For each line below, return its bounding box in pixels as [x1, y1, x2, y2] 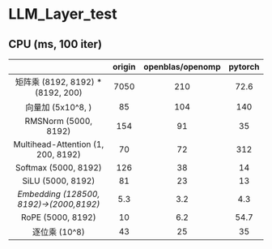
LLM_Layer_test [8, 5, 117, 24]
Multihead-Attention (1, [13, 139, 104, 150]
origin [112, 62, 136, 72]
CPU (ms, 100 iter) [8, 37, 103, 51]
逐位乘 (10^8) [32, 226, 85, 238]
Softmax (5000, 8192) [15, 162, 103, 173]
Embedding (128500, [17, 188, 100, 200]
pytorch [228, 62, 260, 72]
